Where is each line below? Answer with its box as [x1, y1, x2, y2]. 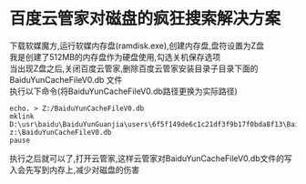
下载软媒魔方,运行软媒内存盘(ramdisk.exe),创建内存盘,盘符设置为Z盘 [9, 40, 264, 51]
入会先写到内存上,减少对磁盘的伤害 [9, 164, 140, 175]
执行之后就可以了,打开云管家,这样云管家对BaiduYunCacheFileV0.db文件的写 [9, 152, 293, 164]
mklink [9, 111, 35, 121]
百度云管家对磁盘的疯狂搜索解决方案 [9, 8, 281, 29]
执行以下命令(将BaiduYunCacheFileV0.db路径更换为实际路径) [9, 86, 239, 97]
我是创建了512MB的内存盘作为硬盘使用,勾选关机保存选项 [9, 51, 221, 62]
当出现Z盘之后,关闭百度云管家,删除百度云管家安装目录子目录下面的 [9, 63, 259, 74]
